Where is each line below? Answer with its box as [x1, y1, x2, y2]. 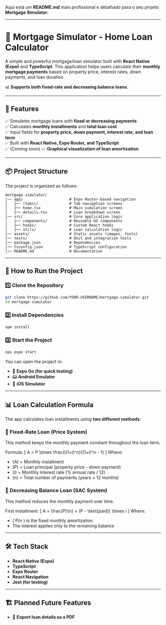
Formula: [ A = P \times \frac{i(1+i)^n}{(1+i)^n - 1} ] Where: [5, 449, 123, 455]
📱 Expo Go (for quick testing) [12, 368, 73, 374]
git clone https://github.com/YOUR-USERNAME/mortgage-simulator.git [5, 295, 149, 300]
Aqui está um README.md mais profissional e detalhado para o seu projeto [5, 4, 159, 10]
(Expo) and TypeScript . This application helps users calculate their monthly [5, 63, 161, 69]
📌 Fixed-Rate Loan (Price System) [5, 429, 87, 435]
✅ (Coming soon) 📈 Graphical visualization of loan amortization [5, 145, 139, 151]
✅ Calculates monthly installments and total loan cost [5, 123, 117, 129]
